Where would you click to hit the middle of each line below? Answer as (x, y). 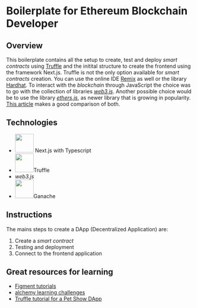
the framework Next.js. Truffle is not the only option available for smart (93, 72)
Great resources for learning (60, 272)
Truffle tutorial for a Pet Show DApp (58, 299)
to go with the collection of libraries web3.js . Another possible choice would (99, 91)
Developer (32, 23)
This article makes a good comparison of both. (63, 104)
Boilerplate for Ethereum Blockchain (97, 11)
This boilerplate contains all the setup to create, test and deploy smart (92, 60)
